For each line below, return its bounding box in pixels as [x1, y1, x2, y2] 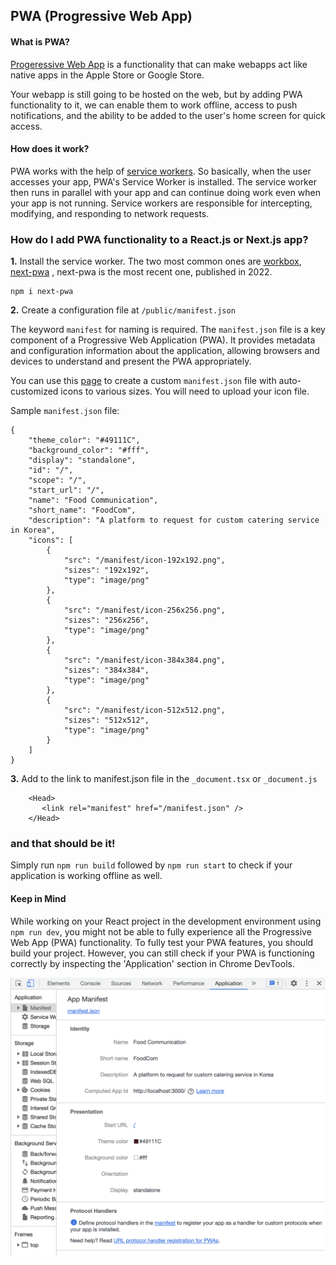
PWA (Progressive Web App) [10, 8, 193, 25]
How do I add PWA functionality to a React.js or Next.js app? [10, 232, 309, 246]
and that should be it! [10, 837, 116, 851]
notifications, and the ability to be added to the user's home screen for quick [10, 109, 326, 121]
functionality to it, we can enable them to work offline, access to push [10, 99, 298, 111]
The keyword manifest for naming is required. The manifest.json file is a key [10, 324, 326, 336]
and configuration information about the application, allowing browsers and [10, 345, 320, 357]
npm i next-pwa [10, 287, 74, 297]
